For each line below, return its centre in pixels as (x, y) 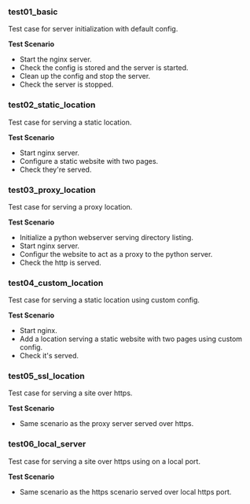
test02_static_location (52, 105)
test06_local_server (47, 444)
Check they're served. (55, 169)
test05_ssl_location (46, 376)
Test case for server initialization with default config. (93, 29)
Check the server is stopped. (66, 84)
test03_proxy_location (52, 190)
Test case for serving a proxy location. (70, 206)
